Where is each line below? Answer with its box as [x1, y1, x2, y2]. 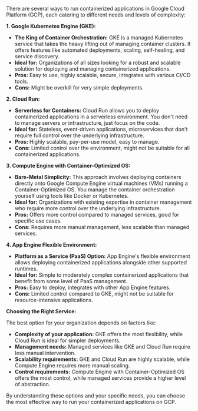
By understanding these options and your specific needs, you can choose [6, 392, 186, 399]
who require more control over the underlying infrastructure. [14, 205, 161, 211]
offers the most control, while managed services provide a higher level [14, 374, 186, 382]
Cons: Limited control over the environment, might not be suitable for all [14, 144, 190, 151]
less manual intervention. [14, 350, 76, 356]
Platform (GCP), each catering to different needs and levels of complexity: [6, 11, 186, 18]
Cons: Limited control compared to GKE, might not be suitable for [14, 290, 174, 297]
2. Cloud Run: [6, 95, 40, 102]
